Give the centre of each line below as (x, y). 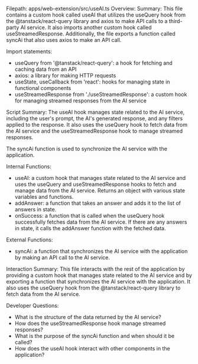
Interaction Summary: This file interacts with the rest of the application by (95, 269)
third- (176, 21)
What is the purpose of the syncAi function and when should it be (95, 336)
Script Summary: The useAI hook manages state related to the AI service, (95, 112)
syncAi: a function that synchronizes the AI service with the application (101, 251)
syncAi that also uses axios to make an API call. (64, 40)
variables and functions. (44, 197)
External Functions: (30, 240)
